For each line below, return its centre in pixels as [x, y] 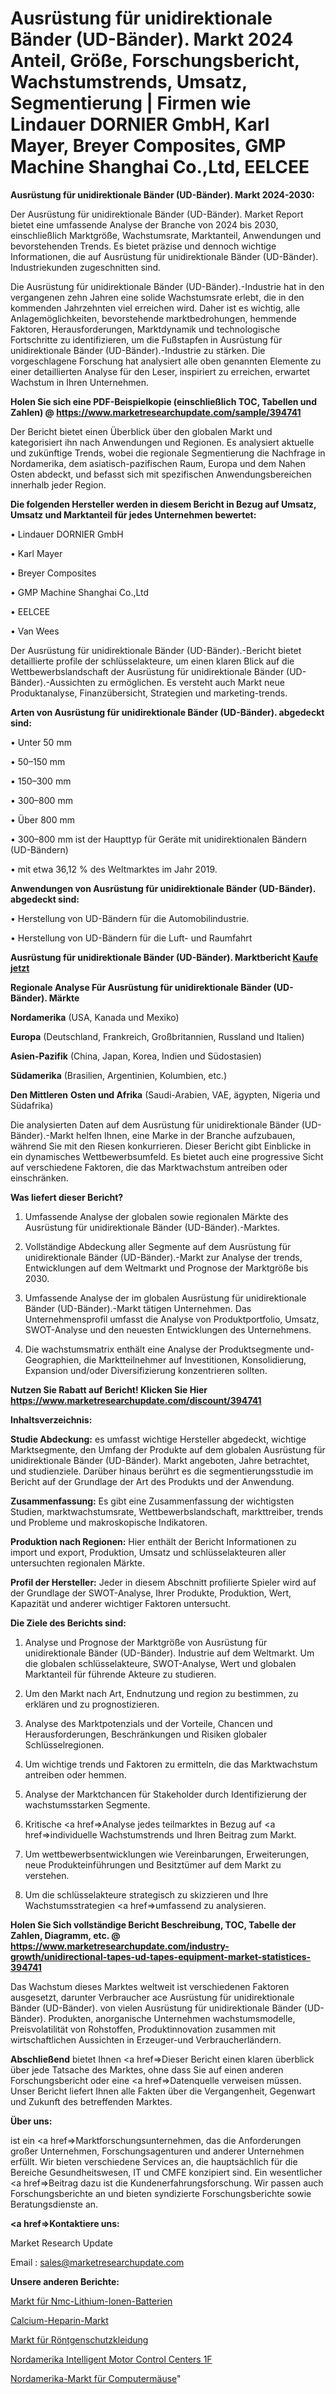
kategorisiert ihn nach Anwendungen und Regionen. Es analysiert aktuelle [162, 442]
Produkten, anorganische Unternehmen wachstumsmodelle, [172, 2018]
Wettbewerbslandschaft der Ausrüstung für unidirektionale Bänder [147, 671]
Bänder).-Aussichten [53, 682]
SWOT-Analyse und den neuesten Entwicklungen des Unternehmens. [168, 1329]
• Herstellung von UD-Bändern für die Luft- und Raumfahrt [131, 938]
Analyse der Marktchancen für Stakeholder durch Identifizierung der [165, 1794]
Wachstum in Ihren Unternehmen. [79, 382]
